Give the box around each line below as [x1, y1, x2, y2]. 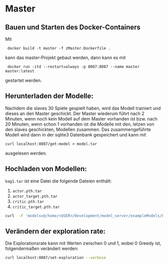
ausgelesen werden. [5, 150, 47, 156]
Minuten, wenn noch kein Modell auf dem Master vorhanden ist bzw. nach [5, 115, 157, 121]
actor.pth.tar [12, 188, 42, 193]
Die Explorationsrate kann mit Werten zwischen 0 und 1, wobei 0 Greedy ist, [5, 240, 161, 246]
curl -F [5, 213, 23, 218]
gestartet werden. [5, 77, 42, 83]
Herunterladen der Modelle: [5, 92, 93, 100]
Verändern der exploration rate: [5, 227, 106, 235]
